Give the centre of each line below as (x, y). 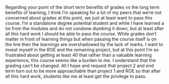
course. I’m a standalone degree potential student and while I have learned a (85, 23)
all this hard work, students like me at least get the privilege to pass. (76, 76)
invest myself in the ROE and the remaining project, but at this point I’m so (82, 50)
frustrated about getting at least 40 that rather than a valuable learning (79, 55)
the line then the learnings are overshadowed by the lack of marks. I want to (84, 44)
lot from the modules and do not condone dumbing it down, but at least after (85, 28)
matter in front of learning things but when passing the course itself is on (81, 39)
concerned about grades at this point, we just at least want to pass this (79, 18)
